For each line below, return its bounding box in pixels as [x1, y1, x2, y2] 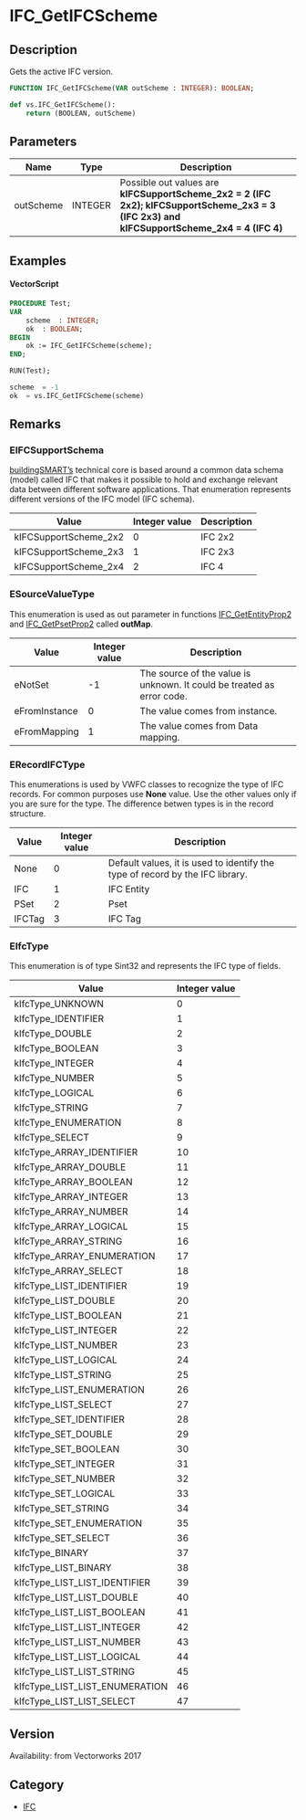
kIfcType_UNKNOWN [14, 997, 105, 1010]
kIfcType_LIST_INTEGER [14, 1324, 117, 1337]
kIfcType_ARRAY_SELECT [14, 1265, 124, 1278]
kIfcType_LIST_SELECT [14, 1398, 113, 1411]
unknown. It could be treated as [139, 678, 275, 690]
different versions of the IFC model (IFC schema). [9, 494, 196, 505]
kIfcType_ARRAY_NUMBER [14, 1205, 129, 1218]
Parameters [9, 134, 77, 150]
